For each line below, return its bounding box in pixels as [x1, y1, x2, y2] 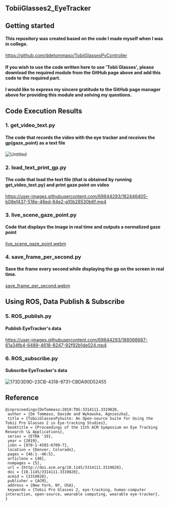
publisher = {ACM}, [7, 478, 49, 483]
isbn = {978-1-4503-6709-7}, [7, 442, 70, 447]
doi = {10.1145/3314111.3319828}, [7, 469, 81, 474]
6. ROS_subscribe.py [5, 355, 58, 362]
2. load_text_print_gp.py [5, 164, 67, 171]
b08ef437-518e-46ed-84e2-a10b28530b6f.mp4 [5, 199, 107, 205]
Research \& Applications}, [5, 429, 65, 434]
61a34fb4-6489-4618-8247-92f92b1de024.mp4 [5, 342, 107, 348]
